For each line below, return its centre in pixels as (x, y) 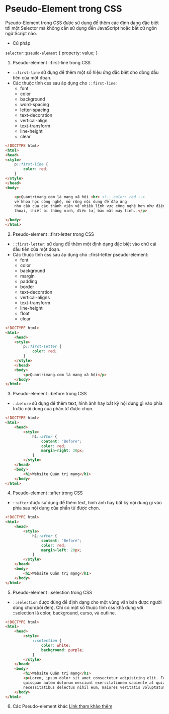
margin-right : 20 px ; (63, 451)
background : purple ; (63, 650)
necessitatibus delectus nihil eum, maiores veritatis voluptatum (94, 687)
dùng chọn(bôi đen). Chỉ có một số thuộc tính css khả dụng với (78, 607)
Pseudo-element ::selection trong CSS (52, 592)
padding (29, 281)
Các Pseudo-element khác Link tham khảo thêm (62, 706)
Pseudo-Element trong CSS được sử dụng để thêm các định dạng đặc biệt (82, 23)
